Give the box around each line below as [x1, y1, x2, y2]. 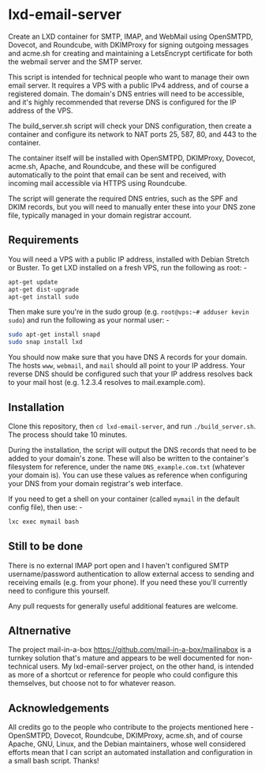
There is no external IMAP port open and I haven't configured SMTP [8, 560, 229, 570]
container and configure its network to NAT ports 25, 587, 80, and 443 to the [8, 129, 257, 139]
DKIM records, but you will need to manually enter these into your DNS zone [8, 202, 256, 211]
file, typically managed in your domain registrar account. [8, 210, 192, 220]
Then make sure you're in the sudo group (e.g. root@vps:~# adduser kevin [8, 307, 250, 317]
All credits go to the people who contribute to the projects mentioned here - [8, 722, 254, 732]
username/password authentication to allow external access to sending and [8, 569, 255, 579]
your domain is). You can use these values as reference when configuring [8, 470, 248, 480]
